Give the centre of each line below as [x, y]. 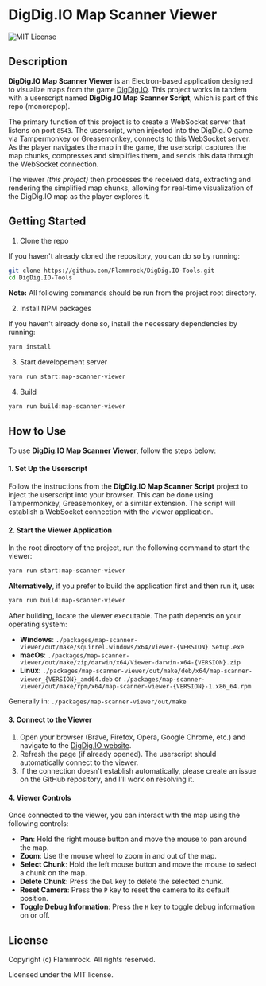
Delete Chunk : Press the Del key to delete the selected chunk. [121, 882]
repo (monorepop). [39, 106]
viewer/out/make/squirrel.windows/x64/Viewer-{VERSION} [114, 647]
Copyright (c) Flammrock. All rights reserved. [82, 960]
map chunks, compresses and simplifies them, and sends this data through [131, 155]
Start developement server [64, 362]
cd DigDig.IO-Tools [40, 278]
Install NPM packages [55, 309]
